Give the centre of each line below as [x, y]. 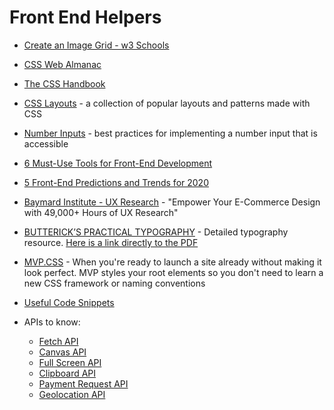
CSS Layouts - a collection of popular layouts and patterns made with [167, 103]
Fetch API [58, 341]
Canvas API [62, 352]
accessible [46, 143]
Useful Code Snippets [69, 302]
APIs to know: [52, 322]
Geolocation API [72, 394]
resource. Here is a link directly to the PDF [111, 242]
